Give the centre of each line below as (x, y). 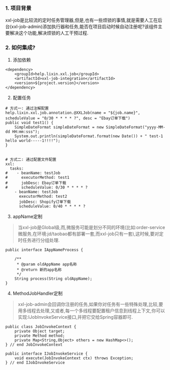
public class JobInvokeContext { (41, 326)
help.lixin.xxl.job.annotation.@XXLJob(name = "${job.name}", (73, 113)
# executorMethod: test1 (38, 177)
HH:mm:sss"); (26, 132)
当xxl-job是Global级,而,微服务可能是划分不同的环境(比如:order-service (91, 227)
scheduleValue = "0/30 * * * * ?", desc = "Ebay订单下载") (68, 118)
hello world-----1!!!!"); (33, 140)
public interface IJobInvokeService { (46, 354)
